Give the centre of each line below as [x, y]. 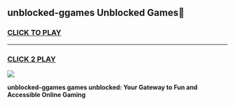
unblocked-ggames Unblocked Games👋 [96, 13]
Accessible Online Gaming [47, 94]
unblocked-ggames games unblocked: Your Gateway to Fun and [102, 87]
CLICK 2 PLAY [31, 59]
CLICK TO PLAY [34, 33]
